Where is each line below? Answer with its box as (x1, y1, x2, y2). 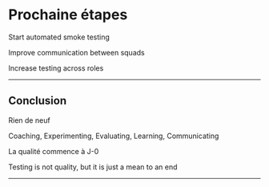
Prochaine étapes (8, 6, 128, 24)
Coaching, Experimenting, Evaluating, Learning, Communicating (8, 131, 219, 140)
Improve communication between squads (8, 47, 146, 57)
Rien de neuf (8, 115, 50, 125)
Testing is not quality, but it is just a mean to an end (8, 162, 178, 172)
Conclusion (8, 94, 67, 108)
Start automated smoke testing (8, 32, 110, 42)
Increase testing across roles (8, 63, 104, 73)
